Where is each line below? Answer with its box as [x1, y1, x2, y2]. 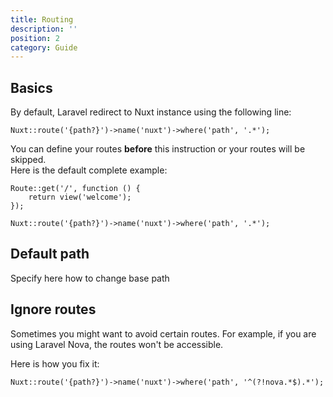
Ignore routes [10, 301, 97, 318]
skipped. [10, 154, 47, 166]
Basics [10, 79, 53, 96]
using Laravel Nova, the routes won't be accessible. [10, 338, 224, 350]
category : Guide [10, 42, 78, 53]
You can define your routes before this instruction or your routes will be [10, 143, 306, 155]
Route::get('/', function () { [10, 184, 141, 194]
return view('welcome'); [28, 192, 132, 203]
